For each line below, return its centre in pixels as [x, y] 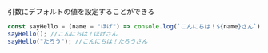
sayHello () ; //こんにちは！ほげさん [62, 34]
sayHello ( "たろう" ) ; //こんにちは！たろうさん [78, 41]
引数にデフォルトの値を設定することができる [81, 11]
